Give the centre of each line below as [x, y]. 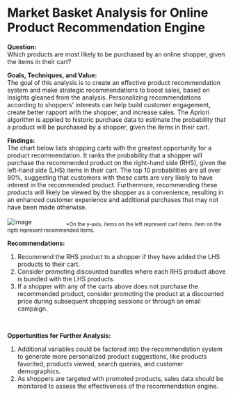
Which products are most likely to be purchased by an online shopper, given [116, 54]
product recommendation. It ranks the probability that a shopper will [105, 155]
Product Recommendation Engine [106, 28]
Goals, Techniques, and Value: [52, 75]
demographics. [39, 371]
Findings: [21, 140]
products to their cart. [48, 264]
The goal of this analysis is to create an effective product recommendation [114, 82]
